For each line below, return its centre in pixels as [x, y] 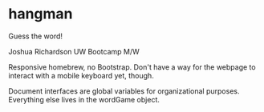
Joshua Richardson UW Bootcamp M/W [74, 51]
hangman [41, 14]
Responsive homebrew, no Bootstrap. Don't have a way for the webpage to [132, 67]
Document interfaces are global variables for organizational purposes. [124, 91]
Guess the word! [35, 36]
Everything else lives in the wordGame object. [84, 99]
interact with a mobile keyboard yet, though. [81, 75]
